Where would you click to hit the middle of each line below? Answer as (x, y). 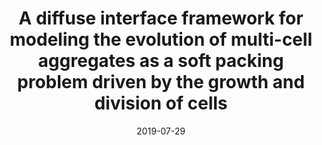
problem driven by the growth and (161, 82)
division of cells (161, 103)
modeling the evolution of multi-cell (161, 39)
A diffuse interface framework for (161, 18)
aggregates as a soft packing (161, 61)
